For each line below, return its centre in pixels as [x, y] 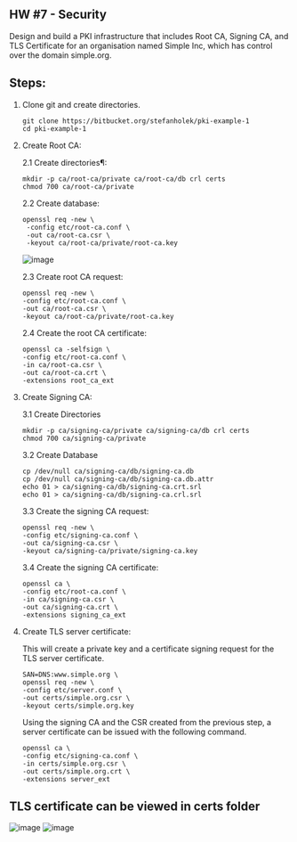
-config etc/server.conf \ [72, 690]
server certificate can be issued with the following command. [134, 732]
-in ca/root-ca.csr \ [62, 364]
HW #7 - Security [58, 15]
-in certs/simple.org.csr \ [74, 764]
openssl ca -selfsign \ [66, 349]
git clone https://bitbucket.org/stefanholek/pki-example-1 [136, 121]
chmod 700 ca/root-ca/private [78, 186]
